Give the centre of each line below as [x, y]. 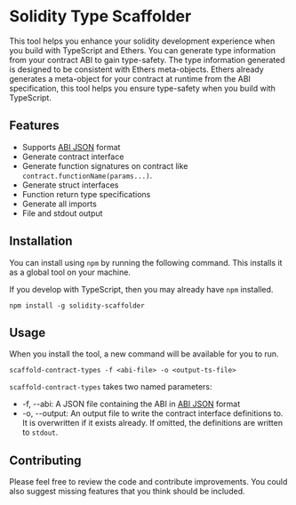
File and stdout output [62, 213]
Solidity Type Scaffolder [100, 16]
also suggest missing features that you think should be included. [127, 492]
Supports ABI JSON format [71, 147]
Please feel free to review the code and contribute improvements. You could [148, 482]
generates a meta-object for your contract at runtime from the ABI [130, 78]
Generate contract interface [73, 156]
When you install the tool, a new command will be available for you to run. [144, 354]
